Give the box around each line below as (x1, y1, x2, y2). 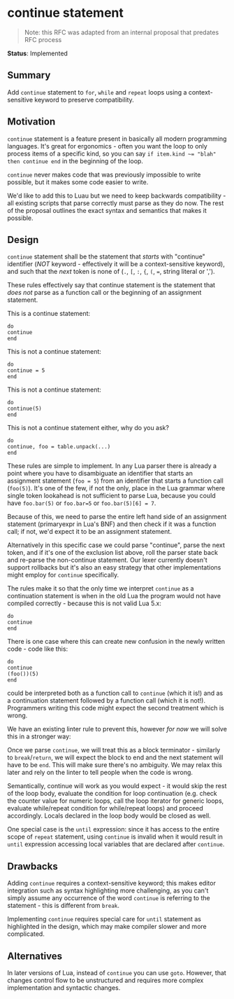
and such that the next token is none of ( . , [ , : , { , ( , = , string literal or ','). (7, 268, 215, 276)
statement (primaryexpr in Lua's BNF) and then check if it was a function (7, 520, 217, 528)
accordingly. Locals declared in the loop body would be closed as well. (7, 811, 211, 820)
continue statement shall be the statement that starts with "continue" (7, 252, 206, 261)
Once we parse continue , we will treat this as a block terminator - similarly (7, 746, 221, 755)
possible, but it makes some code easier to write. (7, 177, 149, 186)
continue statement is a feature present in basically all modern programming (7, 135, 227, 143)
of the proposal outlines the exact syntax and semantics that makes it (7, 206, 207, 214)
